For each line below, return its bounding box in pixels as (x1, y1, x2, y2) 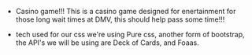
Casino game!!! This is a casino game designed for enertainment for (15, 7, 236, 15)
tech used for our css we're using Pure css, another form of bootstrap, (15, 30, 246, 39)
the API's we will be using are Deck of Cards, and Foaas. (15, 38, 199, 47)
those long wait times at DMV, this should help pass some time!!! (15, 15, 225, 24)
